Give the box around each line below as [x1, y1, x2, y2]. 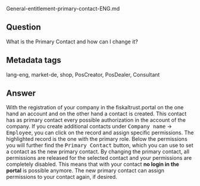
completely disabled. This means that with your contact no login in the [6, 160, 180, 168]
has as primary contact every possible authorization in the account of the [6, 116, 186, 124]
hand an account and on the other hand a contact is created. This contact [6, 110, 187, 118]
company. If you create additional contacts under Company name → [6, 123, 173, 130]
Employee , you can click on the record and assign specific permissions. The [6, 129, 194, 136]
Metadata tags [6, 55, 61, 65]
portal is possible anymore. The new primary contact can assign [6, 167, 165, 174]
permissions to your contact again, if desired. [6, 174, 117, 181]
